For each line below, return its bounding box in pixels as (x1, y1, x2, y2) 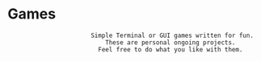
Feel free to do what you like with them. (97, 45, 243, 53)
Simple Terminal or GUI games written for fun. (91, 31, 254, 39)
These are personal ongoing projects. (105, 38, 236, 47)
